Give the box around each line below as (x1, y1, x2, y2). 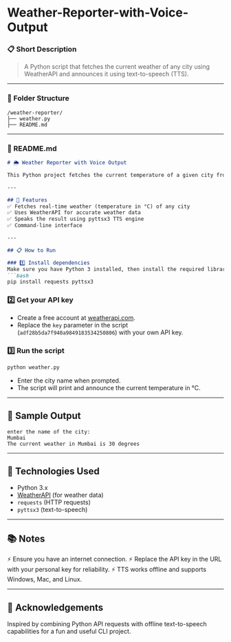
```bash (7, 272, 30, 279)
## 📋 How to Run (7, 246, 56, 254)
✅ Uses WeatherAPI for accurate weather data (7, 209, 141, 216)
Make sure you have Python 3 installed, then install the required (7, 266, 205, 272)
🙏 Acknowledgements (7, 601, 104, 613)
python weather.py (7, 363, 60, 371)
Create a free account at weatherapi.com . (16, 313, 135, 321)
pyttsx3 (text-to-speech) (16, 506, 88, 514)
